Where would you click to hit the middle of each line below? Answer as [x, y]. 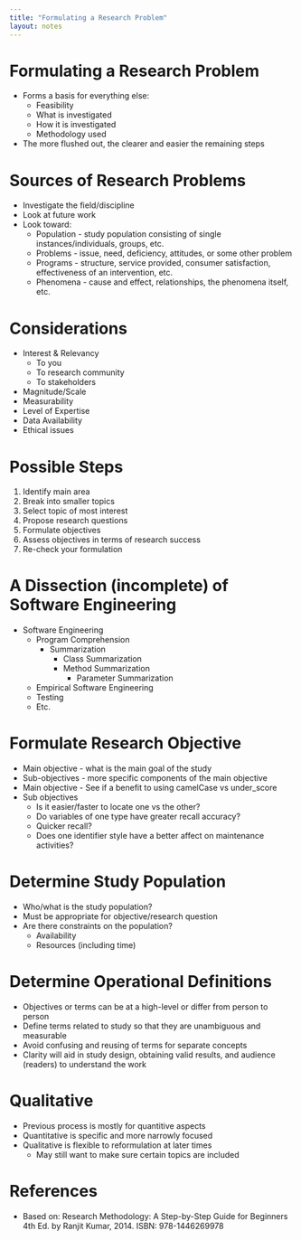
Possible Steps [66, 467]
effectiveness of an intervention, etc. [104, 273]
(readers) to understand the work [85, 1064]
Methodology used [71, 134]
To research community [80, 372]
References [53, 1192]
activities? [55, 845]
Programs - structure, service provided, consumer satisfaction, [153, 263]
